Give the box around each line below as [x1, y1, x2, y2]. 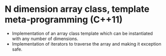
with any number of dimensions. [11, 36, 78, 42]
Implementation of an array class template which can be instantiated [11, 30, 153, 36]
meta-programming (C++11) [4, 14, 123, 25]
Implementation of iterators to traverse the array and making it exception [11, 41, 161, 47]
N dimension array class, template [4, 3, 149, 15]
